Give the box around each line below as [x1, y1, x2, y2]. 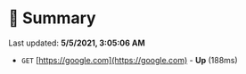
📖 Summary [8, 8, 96, 29]
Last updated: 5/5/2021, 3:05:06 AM [8, 37, 145, 48]
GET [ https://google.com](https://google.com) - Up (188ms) [20, 54, 238, 65]
